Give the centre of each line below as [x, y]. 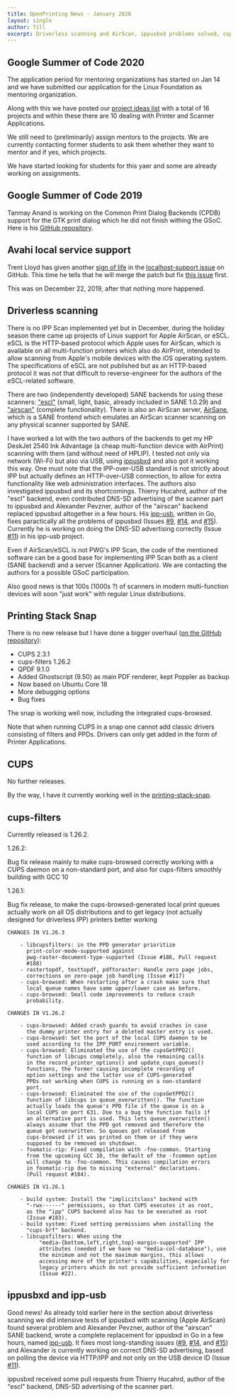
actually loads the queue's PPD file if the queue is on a [115, 1106]
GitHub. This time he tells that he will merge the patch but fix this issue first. [118, 274]
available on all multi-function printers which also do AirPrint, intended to [114, 350]
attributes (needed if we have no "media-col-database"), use [132, 1248]
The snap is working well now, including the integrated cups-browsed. [110, 713]
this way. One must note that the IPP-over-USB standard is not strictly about [118, 468]
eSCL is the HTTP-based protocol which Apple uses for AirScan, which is [114, 343]
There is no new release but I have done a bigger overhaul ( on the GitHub [114, 633]
